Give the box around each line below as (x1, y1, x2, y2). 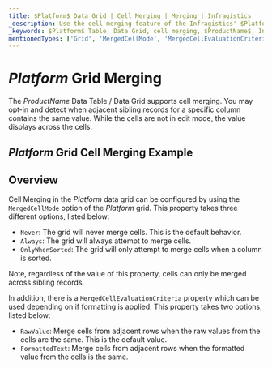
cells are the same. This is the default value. (19, 335, 168, 344)
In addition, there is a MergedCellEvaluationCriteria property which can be (8, 293, 260, 303)
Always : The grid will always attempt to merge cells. (19, 236, 192, 246)
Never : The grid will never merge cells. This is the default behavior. (19, 228, 242, 237)
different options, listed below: (8, 212, 110, 221)
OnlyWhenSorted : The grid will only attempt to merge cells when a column (19, 245, 262, 255)
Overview (8, 173, 59, 186)
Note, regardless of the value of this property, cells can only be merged (8, 269, 247, 279)
